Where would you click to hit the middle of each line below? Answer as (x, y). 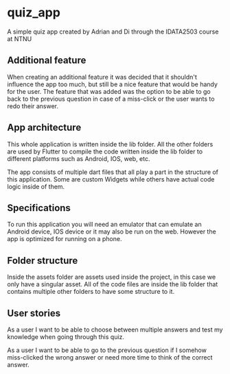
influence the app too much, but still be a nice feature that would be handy (113, 84)
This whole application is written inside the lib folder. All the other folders (110, 144)
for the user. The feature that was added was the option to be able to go (109, 91)
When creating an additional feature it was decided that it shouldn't (102, 77)
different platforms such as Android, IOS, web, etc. (79, 158)
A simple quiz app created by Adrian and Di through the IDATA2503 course (113, 32)
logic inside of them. (36, 186)
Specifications (39, 208)
